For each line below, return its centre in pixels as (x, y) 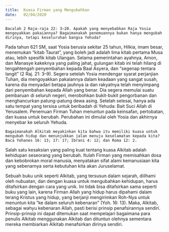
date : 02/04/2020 (26, 15)
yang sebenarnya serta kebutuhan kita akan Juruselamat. (65, 166)
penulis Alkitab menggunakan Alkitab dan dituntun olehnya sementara (78, 219)
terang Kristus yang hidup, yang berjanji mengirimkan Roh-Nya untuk (78, 197)
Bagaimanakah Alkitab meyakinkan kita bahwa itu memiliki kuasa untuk (81, 131)
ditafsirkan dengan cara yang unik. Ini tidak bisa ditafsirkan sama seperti (81, 186)
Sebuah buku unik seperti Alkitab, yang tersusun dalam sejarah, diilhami (80, 176)
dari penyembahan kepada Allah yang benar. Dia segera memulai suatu (80, 90)
